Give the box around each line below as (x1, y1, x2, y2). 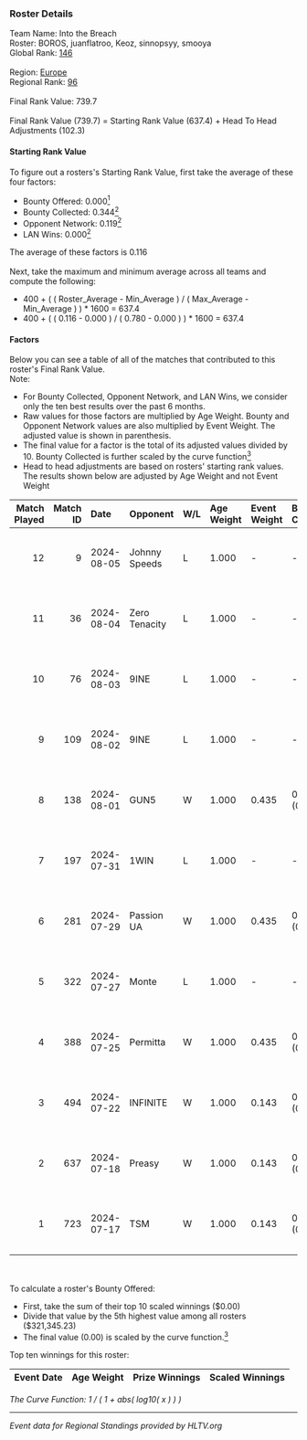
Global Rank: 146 (9, 48, 73, 58)
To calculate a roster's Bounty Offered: (9, 1283, 155, 1294)
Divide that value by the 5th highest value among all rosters (22, 1310, 247, 1321)
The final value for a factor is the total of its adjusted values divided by (22, 439, 288, 450)
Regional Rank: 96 (9, 77, 78, 88)
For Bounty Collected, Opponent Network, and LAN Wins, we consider (22, 391, 288, 402)
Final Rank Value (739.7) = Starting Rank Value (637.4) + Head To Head (9, 115, 277, 126)
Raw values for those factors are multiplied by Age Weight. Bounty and (22, 410, 290, 422)
